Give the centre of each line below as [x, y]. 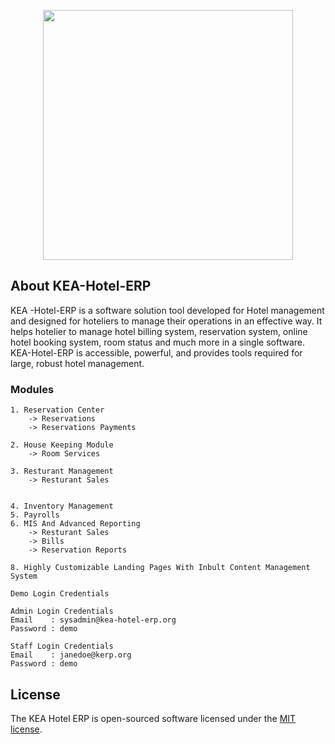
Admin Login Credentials [62, 611]
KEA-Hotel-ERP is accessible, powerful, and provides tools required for [156, 352]
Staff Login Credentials [62, 646]
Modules [32, 389]
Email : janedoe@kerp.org [71, 655]
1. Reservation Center [57, 410]
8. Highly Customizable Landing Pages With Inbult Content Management [160, 568]
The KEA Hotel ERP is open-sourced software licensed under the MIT [153, 718]
